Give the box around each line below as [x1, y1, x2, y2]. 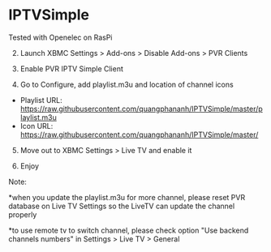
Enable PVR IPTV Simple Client [19, 63, 124, 74]
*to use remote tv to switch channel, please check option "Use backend [8, 225, 249, 235]
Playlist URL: [19, 95, 62, 105]
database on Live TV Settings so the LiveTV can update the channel [8, 201, 235, 211]
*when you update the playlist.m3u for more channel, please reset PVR [8, 192, 246, 202]
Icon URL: [19, 121, 54, 130]
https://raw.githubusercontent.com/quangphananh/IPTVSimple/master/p [19, 104, 264, 113]
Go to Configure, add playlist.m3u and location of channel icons [19, 79, 234, 89]
